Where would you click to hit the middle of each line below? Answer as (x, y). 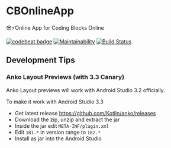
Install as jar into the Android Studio (58, 138)
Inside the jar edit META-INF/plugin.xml (62, 125)
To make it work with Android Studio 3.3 (55, 102)
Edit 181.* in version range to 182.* (58, 132)
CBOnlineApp (40, 11)
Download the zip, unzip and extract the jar (67, 119)
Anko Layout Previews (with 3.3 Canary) (65, 77)
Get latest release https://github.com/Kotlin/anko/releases (85, 113)
